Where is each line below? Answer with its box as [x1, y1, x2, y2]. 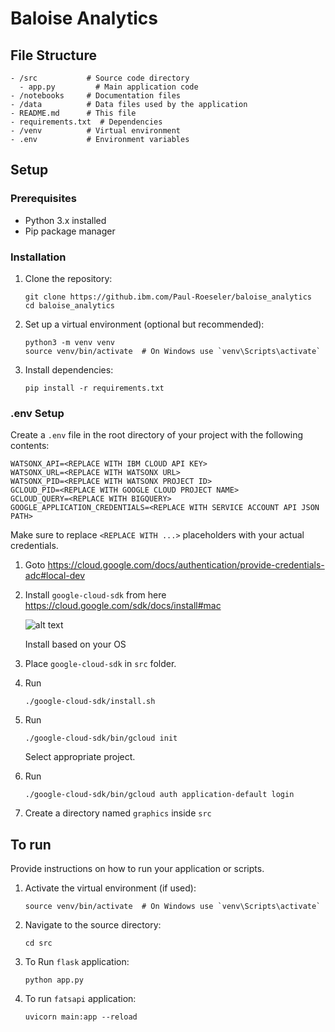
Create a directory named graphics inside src [24, 807, 212, 819]
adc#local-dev [24, 570, 86, 582]
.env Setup [10, 406, 65, 420]
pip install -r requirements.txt [24, 383, 165, 393]
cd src [24, 938, 53, 949]
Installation [10, 250, 67, 264]
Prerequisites [10, 192, 77, 206]
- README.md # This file [10, 108, 137, 118]
